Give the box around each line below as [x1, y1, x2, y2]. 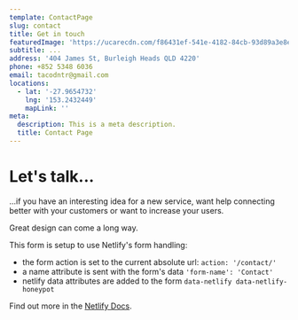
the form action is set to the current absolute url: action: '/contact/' [21, 256, 277, 267]
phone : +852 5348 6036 [9, 63, 93, 72]
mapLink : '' [25, 104, 69, 113]
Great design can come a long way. [9, 222, 139, 233]
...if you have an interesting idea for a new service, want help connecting [9, 196, 275, 207]
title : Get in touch [9, 29, 86, 38]
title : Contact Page [17, 129, 93, 137]
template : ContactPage [9, 12, 93, 22]
